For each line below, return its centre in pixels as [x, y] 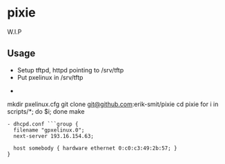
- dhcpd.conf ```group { [43, 124]
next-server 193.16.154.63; [54, 136]
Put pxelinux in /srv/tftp [50, 77]
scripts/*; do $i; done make [46, 111]
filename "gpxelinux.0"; [49, 130]
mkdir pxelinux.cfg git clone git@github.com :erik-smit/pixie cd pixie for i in [113, 104]
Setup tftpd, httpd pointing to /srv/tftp [70, 70]
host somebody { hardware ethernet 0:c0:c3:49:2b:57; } [95, 148]
